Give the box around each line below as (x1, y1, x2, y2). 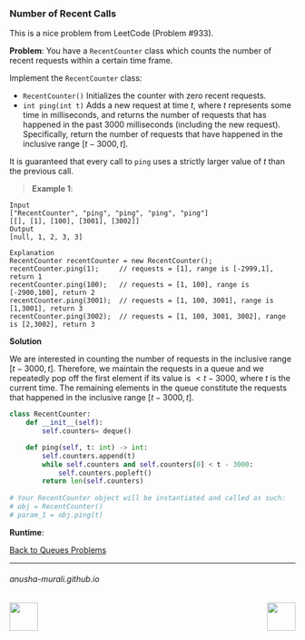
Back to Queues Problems (9, 544, 107, 556)
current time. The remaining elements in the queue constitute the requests (9, 382, 288, 393)
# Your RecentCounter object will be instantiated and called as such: (9, 494, 286, 503)
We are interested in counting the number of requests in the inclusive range (9, 353, 292, 365)
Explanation (9, 249, 54, 258)
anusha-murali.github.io (9, 574, 100, 585)
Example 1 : (31, 183, 74, 194)
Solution (9, 336, 43, 347)
